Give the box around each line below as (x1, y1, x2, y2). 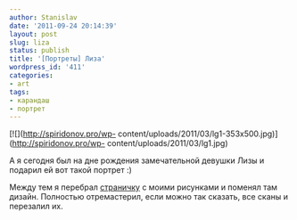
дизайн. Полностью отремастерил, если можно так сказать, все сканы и (9, 191, 288, 202)
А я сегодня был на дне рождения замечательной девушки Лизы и (9, 155, 265, 166)
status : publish (9, 46, 70, 55)
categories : (9, 71, 54, 80)
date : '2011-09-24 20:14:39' (9, 21, 118, 30)
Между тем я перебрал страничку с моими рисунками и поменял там (9, 182, 278, 192)
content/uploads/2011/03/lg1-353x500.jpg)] (117, 128, 278, 139)
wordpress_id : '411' (9, 63, 87, 72)
